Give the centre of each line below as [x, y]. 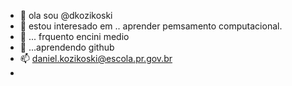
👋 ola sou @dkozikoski [66, 15]
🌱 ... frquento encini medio [74, 36]
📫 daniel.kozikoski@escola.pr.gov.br [96, 58]
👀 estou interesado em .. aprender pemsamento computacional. [151, 26]
